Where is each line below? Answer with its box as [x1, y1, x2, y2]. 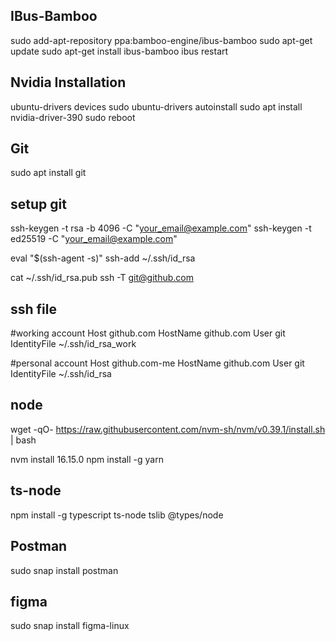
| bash [10, 434, 37, 446]
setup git [10, 195, 67, 213]
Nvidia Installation [10, 74, 127, 91]
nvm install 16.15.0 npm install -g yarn [10, 453, 164, 465]
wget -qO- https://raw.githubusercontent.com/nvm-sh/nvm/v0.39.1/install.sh [10, 423, 326, 435]
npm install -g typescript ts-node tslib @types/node [10, 509, 224, 521]
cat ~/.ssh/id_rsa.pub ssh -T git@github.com [10, 272, 194, 284]
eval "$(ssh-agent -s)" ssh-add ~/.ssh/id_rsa [10, 252, 196, 264]
